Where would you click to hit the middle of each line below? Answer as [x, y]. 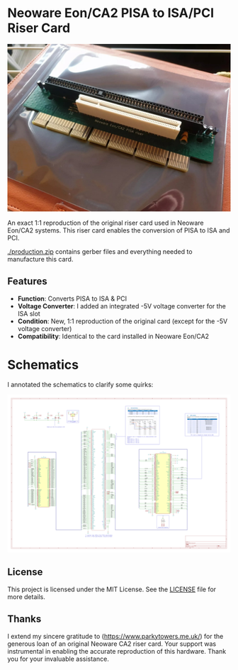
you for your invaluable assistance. [58, 659]
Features [27, 281]
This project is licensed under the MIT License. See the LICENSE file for [112, 589]
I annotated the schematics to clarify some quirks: [80, 384]
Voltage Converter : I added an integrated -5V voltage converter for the [122, 306]
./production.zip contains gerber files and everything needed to [100, 251]
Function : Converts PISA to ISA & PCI [72, 298]
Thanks [24, 619]
